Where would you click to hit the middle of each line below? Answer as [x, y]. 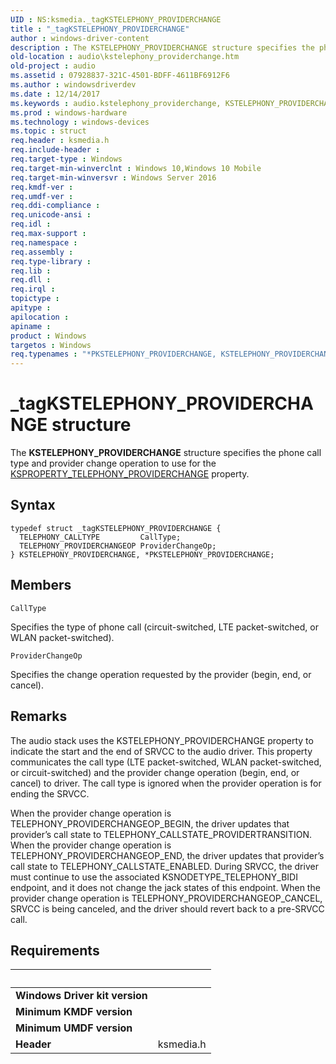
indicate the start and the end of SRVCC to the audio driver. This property [161, 751]
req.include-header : [55, 150]
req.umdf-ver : [42, 196]
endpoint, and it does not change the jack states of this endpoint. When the [165, 887]
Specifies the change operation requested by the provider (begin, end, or [161, 674]
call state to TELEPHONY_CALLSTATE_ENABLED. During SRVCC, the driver [164, 866]
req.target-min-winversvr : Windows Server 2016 [113, 177]
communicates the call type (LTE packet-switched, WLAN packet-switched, [166, 762]
